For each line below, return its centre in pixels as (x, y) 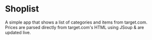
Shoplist (22, 9)
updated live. (18, 32)
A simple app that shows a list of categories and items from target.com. (76, 22)
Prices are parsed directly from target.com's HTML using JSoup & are (75, 27)
